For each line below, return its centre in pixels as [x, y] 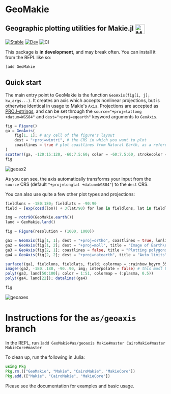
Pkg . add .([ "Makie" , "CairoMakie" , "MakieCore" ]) [58, 376]
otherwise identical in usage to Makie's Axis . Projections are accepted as [82, 106]
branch [21, 329]
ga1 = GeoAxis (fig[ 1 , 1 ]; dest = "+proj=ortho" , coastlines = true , [79, 241]
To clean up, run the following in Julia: [45, 357]
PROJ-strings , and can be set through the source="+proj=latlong [74, 111]
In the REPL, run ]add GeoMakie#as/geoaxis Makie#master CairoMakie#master [85, 342]
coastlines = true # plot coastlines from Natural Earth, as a [83, 145]
